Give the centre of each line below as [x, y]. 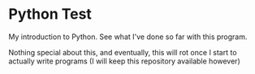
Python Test [50, 14]
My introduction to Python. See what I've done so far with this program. [128, 37]
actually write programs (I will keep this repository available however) [125, 61]
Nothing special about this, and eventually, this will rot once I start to [123, 52]
